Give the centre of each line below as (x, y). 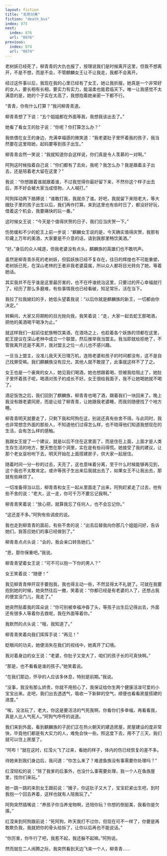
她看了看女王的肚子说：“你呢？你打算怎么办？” (53, 127)
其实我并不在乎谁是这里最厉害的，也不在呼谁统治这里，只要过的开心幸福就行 (83, 282)
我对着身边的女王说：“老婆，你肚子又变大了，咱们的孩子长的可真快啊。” (78, 655)
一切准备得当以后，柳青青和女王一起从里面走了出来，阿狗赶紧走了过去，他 (81, 487)
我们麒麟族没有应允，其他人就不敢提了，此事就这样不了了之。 (94, 362)
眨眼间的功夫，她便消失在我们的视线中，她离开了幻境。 (62, 645)
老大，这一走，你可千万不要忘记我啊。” (72, 493)
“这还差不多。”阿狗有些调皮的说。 (39, 514)
